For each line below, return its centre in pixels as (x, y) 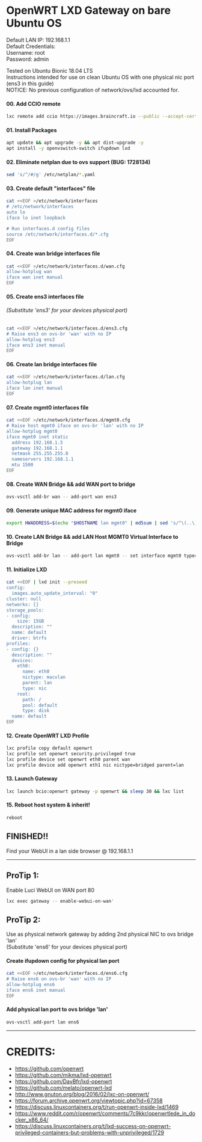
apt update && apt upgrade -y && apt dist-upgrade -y (75, 143)
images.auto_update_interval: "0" (55, 594)
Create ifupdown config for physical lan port (63, 960)
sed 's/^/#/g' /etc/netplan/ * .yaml (51, 175)
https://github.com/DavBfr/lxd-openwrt (63, 1081)
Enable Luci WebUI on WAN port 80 (50, 890)
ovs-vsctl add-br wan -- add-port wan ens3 (62, 497)
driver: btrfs (29, 638)
